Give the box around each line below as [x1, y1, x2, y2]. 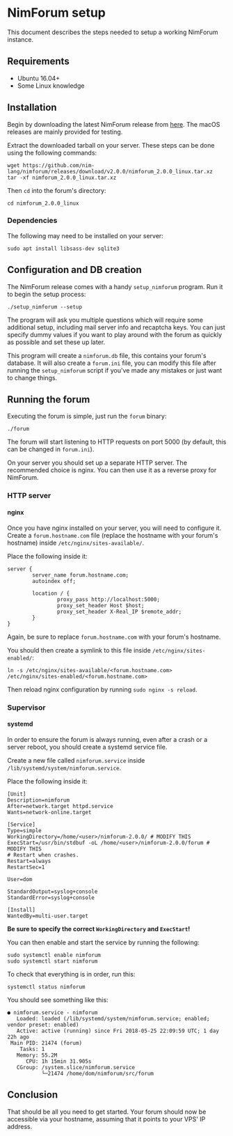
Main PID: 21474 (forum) [10, 1039, 82, 1046]
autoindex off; [32, 577, 77, 584]
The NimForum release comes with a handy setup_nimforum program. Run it [7, 282, 223, 290]
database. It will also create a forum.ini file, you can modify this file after [7, 359, 217, 367]
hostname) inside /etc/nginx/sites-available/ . [7, 538, 145, 547]
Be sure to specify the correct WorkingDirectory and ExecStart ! [7, 924, 191, 933]
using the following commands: [7, 148, 97, 157]
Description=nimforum [7, 796, 70, 804]
